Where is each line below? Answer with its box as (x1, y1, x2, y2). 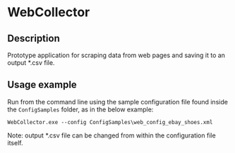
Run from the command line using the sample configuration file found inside (7, 97, 228, 106)
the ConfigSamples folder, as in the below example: (7, 105, 154, 114)
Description (7, 32, 60, 44)
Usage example (7, 79, 78, 91)
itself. (7, 138, 23, 147)
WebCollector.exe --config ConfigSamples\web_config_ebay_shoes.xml (7, 118, 213, 126)
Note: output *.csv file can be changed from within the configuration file (7, 131, 217, 140)
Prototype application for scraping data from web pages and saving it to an (7, 51, 226, 59)
